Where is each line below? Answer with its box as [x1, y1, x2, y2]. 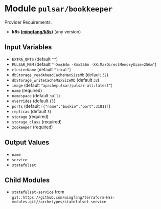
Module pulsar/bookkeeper [4, 3, 113, 14]
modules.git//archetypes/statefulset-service [11, 200, 106, 205]
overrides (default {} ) [11, 98, 56, 104]
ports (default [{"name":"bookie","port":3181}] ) [11, 103, 111, 109]
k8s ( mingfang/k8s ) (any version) [11, 29, 81, 34]
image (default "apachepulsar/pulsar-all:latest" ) [11, 82, 113, 88]
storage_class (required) [11, 119, 62, 124]
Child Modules [4, 176, 50, 184]
